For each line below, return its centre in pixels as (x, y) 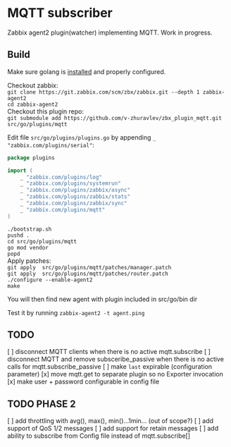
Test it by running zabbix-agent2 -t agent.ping (76, 312)
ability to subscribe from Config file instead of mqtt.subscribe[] (99, 436)
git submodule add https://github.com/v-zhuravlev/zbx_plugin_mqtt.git (114, 118)
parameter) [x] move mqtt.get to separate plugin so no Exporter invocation (115, 374)
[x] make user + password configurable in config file (83, 381)
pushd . (19, 235)
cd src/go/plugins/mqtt (42, 241)
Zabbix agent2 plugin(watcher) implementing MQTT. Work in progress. (110, 32)
